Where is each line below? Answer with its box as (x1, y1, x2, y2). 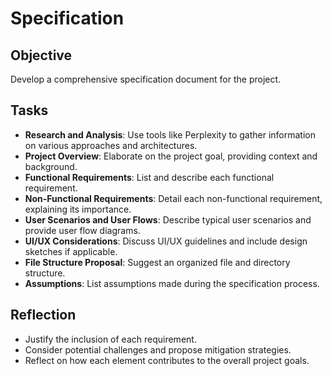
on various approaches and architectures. (24, 139, 198, 151)
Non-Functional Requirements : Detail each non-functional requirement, (24, 192, 323, 204)
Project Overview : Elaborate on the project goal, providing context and (24, 150, 318, 162)
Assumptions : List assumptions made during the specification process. (24, 277, 320, 289)
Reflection (10, 307, 77, 324)
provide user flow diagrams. (24, 224, 141, 236)
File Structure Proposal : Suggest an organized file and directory (24, 256, 291, 268)
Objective (10, 47, 73, 64)
